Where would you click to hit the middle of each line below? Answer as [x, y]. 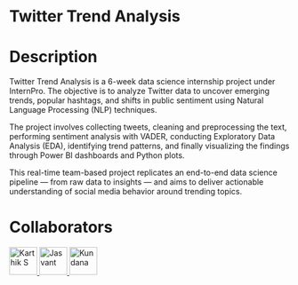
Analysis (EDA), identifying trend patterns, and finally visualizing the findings [149, 146]
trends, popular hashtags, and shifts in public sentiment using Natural [137, 100]
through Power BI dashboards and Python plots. [97, 155]
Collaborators [61, 227]
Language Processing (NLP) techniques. [83, 110]
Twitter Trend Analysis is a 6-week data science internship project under [142, 82]
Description [53, 57]
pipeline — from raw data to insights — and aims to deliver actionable [137, 182]
